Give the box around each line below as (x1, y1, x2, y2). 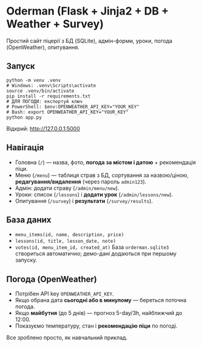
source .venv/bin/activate (6, 88, 75, 94)
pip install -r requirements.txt (6, 93, 91, 99)
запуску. (15, 256, 38, 264)
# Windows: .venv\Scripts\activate (6, 82, 96, 88)
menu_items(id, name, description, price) (15, 232, 124, 238)
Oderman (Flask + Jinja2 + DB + (6, 4, 169, 18)
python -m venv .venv (6, 77, 61, 83)
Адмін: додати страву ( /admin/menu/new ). (15, 184, 120, 191)
